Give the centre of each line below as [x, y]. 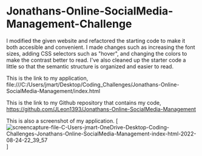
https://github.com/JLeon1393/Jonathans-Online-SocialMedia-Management [101, 109]
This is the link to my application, [47, 78]
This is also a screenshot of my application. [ [62, 121]
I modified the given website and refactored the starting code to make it [96, 41]
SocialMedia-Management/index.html [53, 91]
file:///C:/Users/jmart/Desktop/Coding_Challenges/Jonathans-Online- [93, 84]
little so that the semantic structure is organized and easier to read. [90, 66]
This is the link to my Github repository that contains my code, [84, 102]
